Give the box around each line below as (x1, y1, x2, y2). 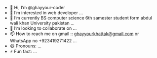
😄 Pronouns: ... (9, 43, 42, 49)
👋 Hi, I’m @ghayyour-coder (9, 5, 65, 10)
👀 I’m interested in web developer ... (9, 10, 83, 16)
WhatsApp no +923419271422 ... (9, 38, 77, 43)
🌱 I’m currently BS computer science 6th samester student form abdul (9, 15, 152, 20)
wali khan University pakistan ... (9, 20, 75, 26)
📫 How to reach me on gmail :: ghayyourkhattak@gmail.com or (9, 31, 139, 37)
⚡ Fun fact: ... (9, 49, 37, 54)
